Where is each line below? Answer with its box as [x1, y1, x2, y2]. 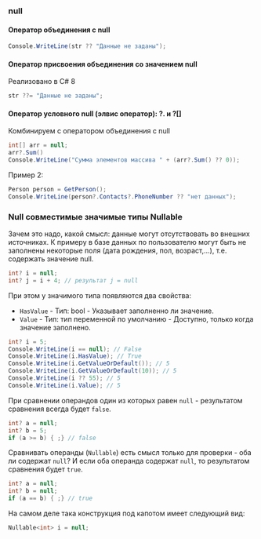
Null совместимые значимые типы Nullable [8, 211, 183, 222]
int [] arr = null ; [8, 141, 68, 150]
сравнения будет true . [8, 464, 84, 474]
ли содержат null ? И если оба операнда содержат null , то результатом [8, 457, 250, 466]
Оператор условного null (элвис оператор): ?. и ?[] [8, 108, 182, 118]
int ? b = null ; [8, 487, 58, 495]
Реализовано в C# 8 [8, 77, 76, 86]
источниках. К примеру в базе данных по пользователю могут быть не [8, 237, 247, 246]
